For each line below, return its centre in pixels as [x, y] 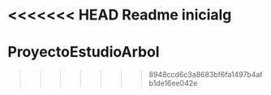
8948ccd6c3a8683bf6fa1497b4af [206, 75]
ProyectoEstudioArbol [84, 52]
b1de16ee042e [173, 84]
